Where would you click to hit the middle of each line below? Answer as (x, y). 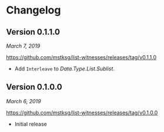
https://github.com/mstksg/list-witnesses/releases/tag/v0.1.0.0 (82, 113)
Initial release (31, 124)
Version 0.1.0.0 (34, 87)
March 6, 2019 (24, 101)
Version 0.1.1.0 (33, 32)
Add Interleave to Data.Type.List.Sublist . (64, 69)
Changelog (34, 10)
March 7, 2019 (23, 46)
